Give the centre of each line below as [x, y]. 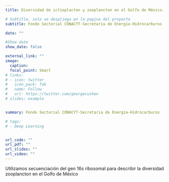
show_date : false [24, 47]
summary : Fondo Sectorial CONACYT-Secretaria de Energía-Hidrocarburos [82, 112]
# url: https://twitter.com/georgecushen [52, 94]
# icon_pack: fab [26, 84]
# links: [14, 75]
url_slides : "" [21, 149]
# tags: [13, 122]
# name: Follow [24, 89]
